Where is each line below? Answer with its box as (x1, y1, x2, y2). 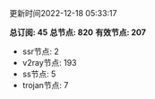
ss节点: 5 (22, 68, 56, 79)
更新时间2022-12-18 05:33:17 (9, 8, 117, 18)
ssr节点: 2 (22, 46, 60, 57)
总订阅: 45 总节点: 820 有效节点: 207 (9, 27, 146, 38)
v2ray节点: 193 (22, 58, 77, 67)
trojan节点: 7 (22, 80, 69, 90)
